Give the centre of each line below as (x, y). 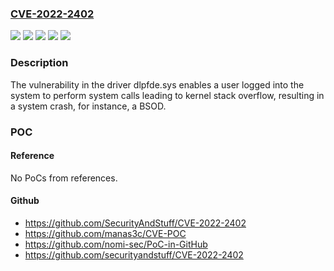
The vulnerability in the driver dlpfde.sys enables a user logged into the (157, 84)
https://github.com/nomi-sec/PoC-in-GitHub (116, 244)
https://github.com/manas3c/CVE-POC (105, 233)
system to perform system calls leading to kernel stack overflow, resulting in (167, 95)
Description (39, 63)
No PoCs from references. (64, 178)
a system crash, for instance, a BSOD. (88, 106)
